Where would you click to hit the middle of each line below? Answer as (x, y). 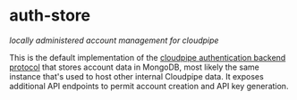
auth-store (50, 16)
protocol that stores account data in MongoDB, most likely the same (134, 67)
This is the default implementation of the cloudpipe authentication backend (148, 57)
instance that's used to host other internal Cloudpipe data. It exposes (136, 76)
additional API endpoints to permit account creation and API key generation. (149, 86)
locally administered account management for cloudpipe (114, 40)
